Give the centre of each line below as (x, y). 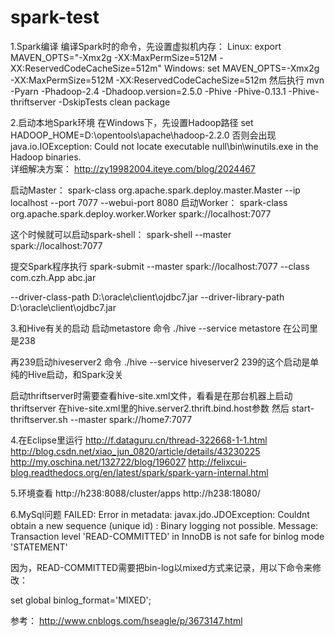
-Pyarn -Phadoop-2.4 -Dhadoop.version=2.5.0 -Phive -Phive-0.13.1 (148, 91)
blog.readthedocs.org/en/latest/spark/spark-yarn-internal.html (139, 472)
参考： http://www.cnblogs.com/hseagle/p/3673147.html (126, 620)
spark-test (55, 17)
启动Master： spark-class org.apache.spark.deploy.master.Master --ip (155, 190)
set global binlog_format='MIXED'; (81, 600)
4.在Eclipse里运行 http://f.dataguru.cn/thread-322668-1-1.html (139, 440)
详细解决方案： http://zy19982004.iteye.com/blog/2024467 (133, 168)
